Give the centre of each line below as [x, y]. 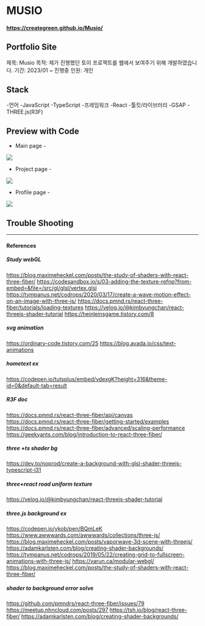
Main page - [31, 146]
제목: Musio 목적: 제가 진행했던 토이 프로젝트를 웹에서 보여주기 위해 [86, 62]
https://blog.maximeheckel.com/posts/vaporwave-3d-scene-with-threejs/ [99, 542]
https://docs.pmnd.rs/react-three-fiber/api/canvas [70, 415]
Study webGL [24, 259]
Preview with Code [43, 131]
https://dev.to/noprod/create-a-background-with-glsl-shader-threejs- [94, 464]
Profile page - [32, 192]
